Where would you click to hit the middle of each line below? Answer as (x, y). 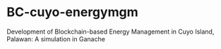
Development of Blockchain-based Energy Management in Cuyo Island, (110, 31)
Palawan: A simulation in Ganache (56, 38)
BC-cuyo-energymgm (72, 12)
